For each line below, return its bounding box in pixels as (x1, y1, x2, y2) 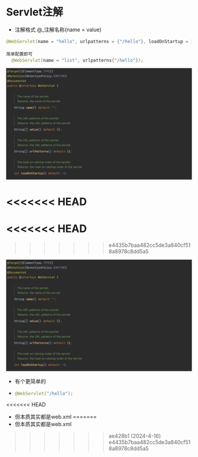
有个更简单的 (14, 377, 46, 384)
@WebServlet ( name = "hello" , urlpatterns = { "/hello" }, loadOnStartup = (6, 38, 189, 44)
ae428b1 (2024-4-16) (108, 432, 161, 440)
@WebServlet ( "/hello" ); (14, 390, 74, 396)
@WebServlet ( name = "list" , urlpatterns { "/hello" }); (11, 57, 144, 63)
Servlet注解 (6, 5, 64, 19)
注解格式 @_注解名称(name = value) (14, 26, 102, 33)
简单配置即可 (6, 51, 33, 57)
